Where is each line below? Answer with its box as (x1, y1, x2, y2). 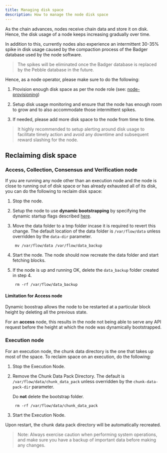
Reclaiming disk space (5, 151, 77, 160)
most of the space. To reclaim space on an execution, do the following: (5, 354, 151, 360)
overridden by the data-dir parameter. (12, 234, 92, 240)
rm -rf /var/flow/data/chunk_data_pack (14, 403, 98, 408)
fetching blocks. (12, 257, 46, 264)
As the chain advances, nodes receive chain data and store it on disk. (5, 26, 148, 32)
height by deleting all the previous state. (5, 309, 88, 315)
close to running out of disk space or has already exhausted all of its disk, (5, 183, 157, 189)
